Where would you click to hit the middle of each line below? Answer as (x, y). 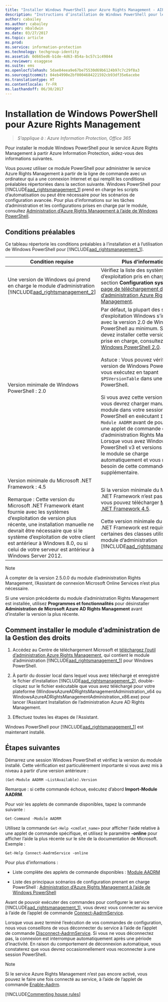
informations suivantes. (29, 159)
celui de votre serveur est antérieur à (51, 550)
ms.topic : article (24, 38)
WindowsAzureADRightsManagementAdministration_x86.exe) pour (81, 697)
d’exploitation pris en (125, 277)
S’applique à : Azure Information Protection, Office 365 (74, 138)
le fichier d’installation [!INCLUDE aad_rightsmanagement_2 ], (75, 681)
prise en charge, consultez (132, 341)
